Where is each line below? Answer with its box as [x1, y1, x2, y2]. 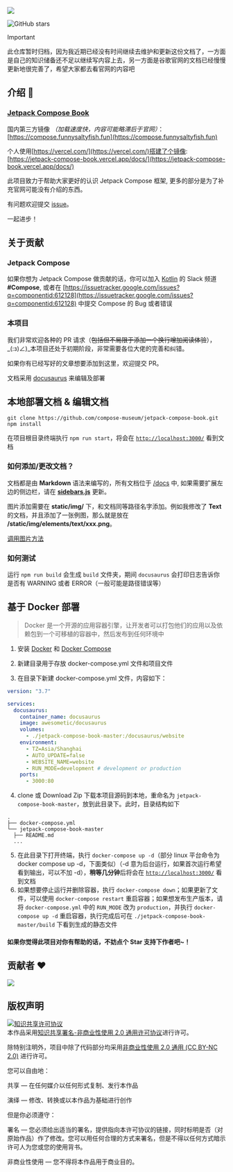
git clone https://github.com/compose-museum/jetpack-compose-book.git [7, 415, 218, 422]
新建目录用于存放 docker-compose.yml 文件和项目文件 [17, 659, 173, 668]
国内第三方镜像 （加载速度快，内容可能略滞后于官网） [7, 125, 158, 133]
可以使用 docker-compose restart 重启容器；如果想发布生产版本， [29, 894, 217, 903]
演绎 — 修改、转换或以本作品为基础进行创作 [7, 1096, 132, 1105]
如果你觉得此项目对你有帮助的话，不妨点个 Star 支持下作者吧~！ [7, 937, 191, 946]
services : [7, 700, 36, 707]
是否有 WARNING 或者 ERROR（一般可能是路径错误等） [7, 579, 165, 588]
